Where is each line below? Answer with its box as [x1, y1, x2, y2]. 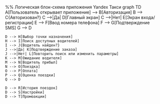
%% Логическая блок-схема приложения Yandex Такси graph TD [5, 4, 141, 10]
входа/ [141, 15, 155, 20]
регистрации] [5, 20, 34, 25]
